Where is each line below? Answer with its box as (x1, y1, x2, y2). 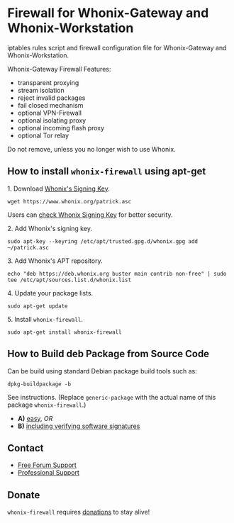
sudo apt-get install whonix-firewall (7, 328, 122, 336)
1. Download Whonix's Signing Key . (7, 184, 110, 193)
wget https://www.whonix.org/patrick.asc (7, 198, 132, 205)
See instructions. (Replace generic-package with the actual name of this (7, 393, 216, 401)
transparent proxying (17, 78, 79, 86)
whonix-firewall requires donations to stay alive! (7, 508, 150, 517)
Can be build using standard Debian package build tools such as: (7, 366, 197, 375)
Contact (7, 442, 44, 454)
